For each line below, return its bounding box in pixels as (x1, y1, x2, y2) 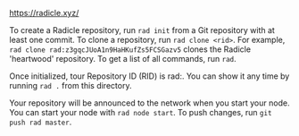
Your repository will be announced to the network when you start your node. (9, 98, 290, 108)
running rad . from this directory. (9, 81, 132, 90)
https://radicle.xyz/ (9, 8, 79, 18)
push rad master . (9, 116, 72, 127)
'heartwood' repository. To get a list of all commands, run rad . (9, 54, 237, 64)
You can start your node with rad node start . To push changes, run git (9, 107, 272, 117)
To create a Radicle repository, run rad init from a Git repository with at (9, 25, 275, 35)
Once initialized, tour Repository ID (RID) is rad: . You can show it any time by (9, 71, 290, 81)
